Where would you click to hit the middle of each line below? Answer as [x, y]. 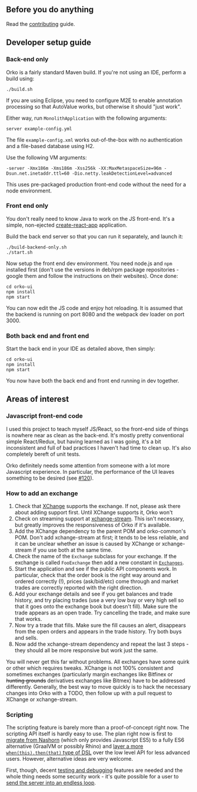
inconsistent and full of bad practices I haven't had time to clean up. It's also [98, 447]
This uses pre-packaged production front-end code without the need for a [96, 184]
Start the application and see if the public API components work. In [96, 569]
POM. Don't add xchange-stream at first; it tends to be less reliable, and [102, 538]
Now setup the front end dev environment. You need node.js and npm [89, 263]
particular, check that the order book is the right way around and [93, 575]
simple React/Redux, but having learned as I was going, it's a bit [84, 441]
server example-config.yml [39, 129]
